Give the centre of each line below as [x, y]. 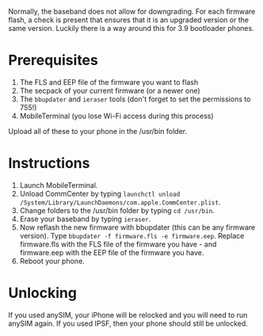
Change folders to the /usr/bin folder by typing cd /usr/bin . [117, 210]
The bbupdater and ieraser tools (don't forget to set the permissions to [135, 99]
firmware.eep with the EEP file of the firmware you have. [112, 252]
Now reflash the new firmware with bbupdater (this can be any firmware [137, 227]
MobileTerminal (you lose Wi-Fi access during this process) [116, 116]
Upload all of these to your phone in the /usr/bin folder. [98, 131]
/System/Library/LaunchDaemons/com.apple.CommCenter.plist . [120, 202]
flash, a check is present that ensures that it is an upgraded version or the [129, 20]
